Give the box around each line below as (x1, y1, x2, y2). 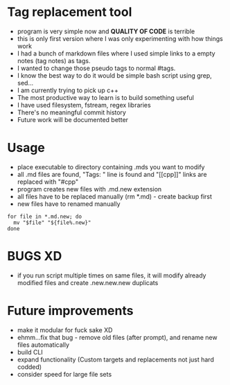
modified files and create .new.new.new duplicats (17, 278, 159, 286)
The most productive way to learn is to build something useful (17, 93, 194, 101)
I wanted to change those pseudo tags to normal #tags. (17, 64, 176, 72)
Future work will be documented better (17, 115, 129, 123)
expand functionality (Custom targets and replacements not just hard (17, 355, 215, 363)
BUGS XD (7, 248, 62, 264)
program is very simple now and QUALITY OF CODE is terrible (17, 27, 195, 35)
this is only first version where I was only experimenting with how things (17, 34, 223, 42)
